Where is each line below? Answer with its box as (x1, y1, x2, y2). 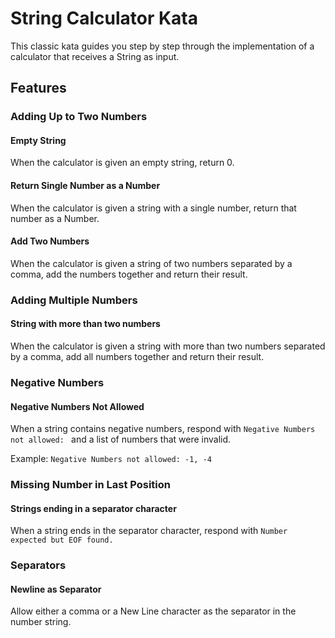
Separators (10, 558, 67, 572)
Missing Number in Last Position (10, 478, 172, 492)
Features (10, 80, 67, 97)
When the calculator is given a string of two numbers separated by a (10, 257, 293, 269)
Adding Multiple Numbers (10, 293, 138, 307)
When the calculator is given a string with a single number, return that (10, 202, 297, 214)
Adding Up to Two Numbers (10, 110, 148, 124)
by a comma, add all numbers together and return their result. (10, 350, 265, 362)
